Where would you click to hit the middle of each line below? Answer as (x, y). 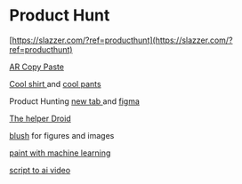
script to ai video (40, 170)
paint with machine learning (60, 153)
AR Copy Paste (37, 67)
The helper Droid (40, 118)
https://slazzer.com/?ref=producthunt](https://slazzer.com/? (122, 40)
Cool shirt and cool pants (55, 84)
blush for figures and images (62, 135)
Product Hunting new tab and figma (75, 101)
